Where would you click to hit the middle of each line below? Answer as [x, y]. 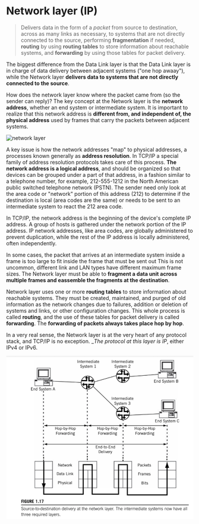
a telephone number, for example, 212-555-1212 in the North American [92, 181]
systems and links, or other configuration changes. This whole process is [96, 310]
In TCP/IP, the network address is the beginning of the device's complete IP [99, 218]
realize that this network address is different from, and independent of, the [99, 114]
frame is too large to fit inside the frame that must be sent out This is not [95, 261]
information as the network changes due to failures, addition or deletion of [97, 304]
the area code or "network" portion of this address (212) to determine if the [98, 194]
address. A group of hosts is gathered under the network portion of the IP [96, 224]
